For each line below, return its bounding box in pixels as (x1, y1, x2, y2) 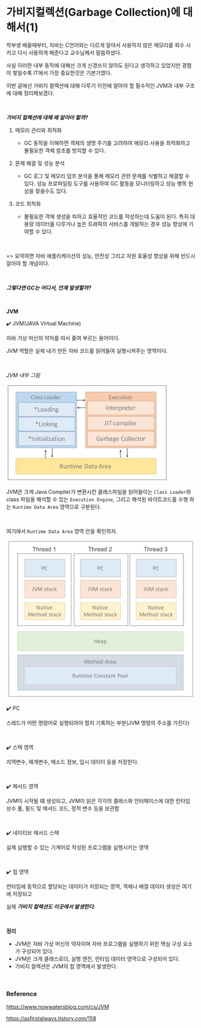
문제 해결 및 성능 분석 (14, 160, 65, 167)
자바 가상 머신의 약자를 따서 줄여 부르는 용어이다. (6, 334, 120, 341)
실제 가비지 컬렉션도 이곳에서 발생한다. (6, 903, 96, 910)
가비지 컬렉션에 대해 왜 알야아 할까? (6, 113, 88, 121)
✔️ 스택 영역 (6, 744, 34, 751)
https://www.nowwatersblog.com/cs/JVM (6, 1003, 109, 1010)
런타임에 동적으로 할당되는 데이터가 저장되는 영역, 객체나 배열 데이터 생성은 (6, 883, 181, 890)
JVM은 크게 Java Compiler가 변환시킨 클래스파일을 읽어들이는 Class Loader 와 (6, 488, 191, 495)
